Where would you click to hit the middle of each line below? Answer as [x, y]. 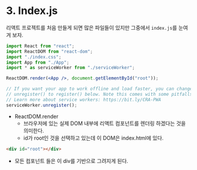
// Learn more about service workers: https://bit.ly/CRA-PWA [84, 100]
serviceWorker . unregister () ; [42, 105]
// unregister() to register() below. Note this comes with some [87, 95]
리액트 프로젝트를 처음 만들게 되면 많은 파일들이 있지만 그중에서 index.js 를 [92, 27]
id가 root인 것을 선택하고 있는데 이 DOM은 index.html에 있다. [94, 138]
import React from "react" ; [40, 46]
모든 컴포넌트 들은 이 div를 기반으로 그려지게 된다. [71, 161]
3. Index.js [32, 11]
